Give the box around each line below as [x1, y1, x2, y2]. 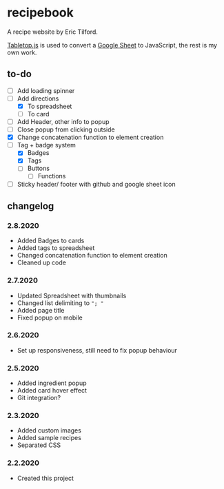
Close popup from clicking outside [17, 125, 115, 134]
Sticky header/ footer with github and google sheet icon [17, 180, 176, 188]
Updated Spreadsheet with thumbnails [17, 291, 127, 300]
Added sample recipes [17, 434, 81, 442]
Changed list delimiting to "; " [17, 298, 104, 307]
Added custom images [17, 426, 81, 435]
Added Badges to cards [17, 236, 85, 245]
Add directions [17, 94, 59, 103]
